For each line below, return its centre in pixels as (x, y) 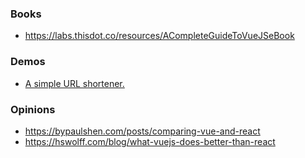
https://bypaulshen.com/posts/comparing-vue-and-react (142, 131)
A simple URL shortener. (74, 83)
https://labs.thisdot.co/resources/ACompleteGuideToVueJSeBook (159, 36)
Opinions (33, 109)
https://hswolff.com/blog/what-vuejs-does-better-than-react (150, 141)
